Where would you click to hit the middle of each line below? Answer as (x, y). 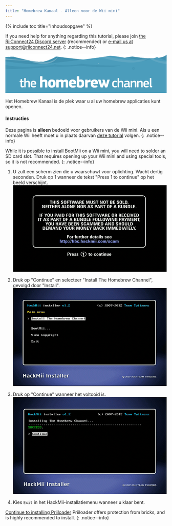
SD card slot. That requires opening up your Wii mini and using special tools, (86, 156)
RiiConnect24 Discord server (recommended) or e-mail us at (69, 42)
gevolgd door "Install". (36, 285)
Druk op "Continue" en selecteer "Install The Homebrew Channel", (83, 280)
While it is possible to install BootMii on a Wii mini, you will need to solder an (85, 151)
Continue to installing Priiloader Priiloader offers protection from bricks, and (85, 512)
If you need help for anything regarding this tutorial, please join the (76, 36)
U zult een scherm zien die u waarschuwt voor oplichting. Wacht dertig (88, 171)
